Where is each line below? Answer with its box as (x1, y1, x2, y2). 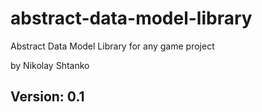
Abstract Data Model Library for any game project (10, 40, 215, 52)
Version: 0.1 (10, 88, 85, 106)
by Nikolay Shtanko (10, 59, 90, 71)
